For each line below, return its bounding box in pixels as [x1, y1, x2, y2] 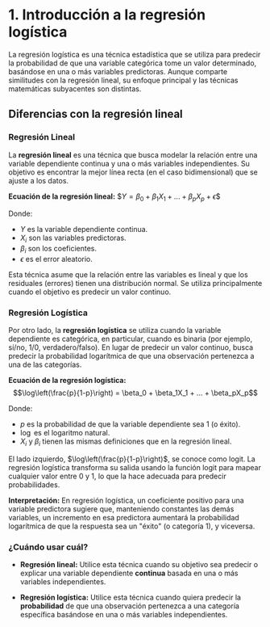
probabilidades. [8, 480, 60, 490]
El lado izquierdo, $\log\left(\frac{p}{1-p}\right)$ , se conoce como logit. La [8, 454, 255, 464]
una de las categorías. [8, 360, 82, 369]
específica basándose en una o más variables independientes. [19, 610, 228, 620]
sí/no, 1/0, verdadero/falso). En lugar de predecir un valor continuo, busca [8, 343, 254, 352]
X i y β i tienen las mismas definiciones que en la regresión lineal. [19, 436, 232, 448]
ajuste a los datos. [8, 175, 69, 185]
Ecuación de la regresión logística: [8, 376, 127, 385]
